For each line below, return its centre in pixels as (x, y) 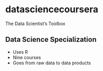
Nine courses (27, 57)
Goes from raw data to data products (52, 63)
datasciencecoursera (52, 9)
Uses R (20, 52)
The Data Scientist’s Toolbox (35, 23)
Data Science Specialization (51, 40)
